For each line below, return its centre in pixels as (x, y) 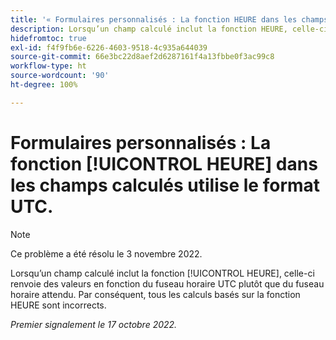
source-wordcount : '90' (60, 76)
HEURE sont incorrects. (58, 305)
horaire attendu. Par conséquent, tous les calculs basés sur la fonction (155, 294)
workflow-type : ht (48, 66)
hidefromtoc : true (48, 38)
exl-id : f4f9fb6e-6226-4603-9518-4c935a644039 (109, 47)
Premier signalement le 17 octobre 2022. (94, 324)
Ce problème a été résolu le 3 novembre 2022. (106, 253)
